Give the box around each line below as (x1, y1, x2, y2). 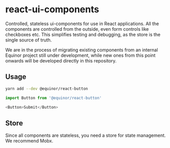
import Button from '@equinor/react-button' (5, 95, 102, 100)
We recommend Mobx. (5, 138, 54, 144)
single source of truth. (5, 37, 52, 43)
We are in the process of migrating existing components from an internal (5, 47, 158, 53)
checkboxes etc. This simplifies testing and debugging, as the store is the (5, 31, 161, 37)
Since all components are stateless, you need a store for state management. (5, 132, 166, 139)
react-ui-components (5, 4, 99, 15)
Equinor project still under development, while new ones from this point (5, 52, 156, 58)
